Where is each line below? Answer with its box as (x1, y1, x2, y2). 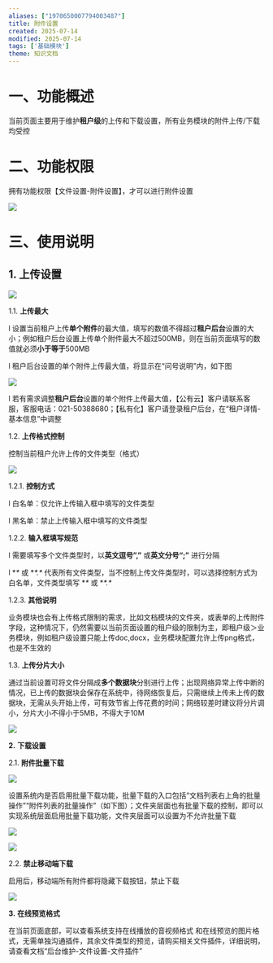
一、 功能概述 (8, 87, 95, 106)
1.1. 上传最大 (8, 306, 49, 316)
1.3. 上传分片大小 (8, 660, 65, 670)
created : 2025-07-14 (8, 27, 79, 35)
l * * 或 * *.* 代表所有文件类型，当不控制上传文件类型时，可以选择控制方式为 (8, 567, 258, 577)
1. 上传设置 (8, 268, 63, 282)
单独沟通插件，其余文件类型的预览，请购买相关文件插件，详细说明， (36, 935, 265, 945)
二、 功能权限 (8, 158, 95, 176)
